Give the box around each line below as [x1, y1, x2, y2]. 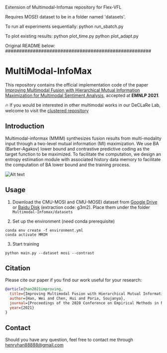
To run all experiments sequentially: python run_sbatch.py [5, 23, 124, 29]
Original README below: [5, 43, 56, 49]
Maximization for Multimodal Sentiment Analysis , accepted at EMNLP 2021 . [5, 92, 160, 98]
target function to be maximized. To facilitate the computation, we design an [5, 151, 162, 157]
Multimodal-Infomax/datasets [12, 209, 73, 214]
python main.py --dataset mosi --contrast [5, 251, 94, 256]
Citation [5, 264, 31, 272]
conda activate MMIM [5, 232, 48, 237]
